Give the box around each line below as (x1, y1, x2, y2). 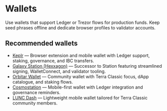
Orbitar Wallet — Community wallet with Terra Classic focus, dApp (12, 73, 149, 80)
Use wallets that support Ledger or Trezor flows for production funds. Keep (5, 19, 160, 25)
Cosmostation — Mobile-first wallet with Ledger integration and (12, 84, 143, 90)
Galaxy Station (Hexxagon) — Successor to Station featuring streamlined (12, 63, 162, 69)
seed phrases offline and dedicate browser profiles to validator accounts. (5, 24, 156, 30)
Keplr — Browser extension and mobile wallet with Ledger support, (12, 52, 150, 58)
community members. (12, 100, 58, 106)
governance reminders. (12, 89, 61, 95)
